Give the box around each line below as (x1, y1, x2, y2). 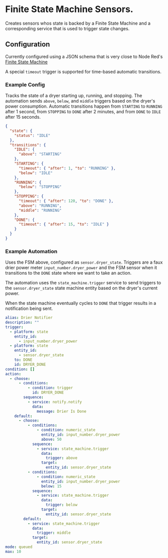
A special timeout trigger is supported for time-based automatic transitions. (5, 68, 162, 74)
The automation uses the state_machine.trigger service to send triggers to (5, 280, 161, 286)
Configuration (5, 40, 50, 49)
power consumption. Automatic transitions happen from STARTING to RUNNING (5, 103, 162, 109)
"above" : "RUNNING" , (18, 203, 62, 208)
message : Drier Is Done (37, 409, 87, 414)
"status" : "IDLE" (14, 133, 51, 138)
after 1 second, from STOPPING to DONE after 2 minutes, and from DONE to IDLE (5, 109, 161, 115)
